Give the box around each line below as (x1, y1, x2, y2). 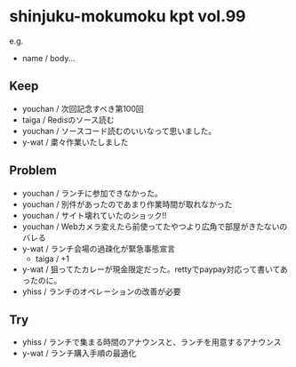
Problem (9, 163, 58, 179)
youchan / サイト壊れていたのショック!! (21, 210, 167, 220)
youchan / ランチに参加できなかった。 (21, 187, 163, 198)
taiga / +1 (35, 253, 69, 264)
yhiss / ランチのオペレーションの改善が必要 (21, 286, 181, 297)
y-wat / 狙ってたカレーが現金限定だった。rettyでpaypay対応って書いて (21, 264, 281, 275)
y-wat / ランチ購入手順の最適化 (21, 348, 137, 359)
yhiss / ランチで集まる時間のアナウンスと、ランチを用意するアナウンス (21, 337, 282, 347)
